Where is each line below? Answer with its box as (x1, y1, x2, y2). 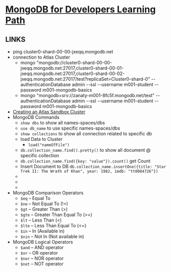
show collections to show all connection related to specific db (20, 131, 152, 137)
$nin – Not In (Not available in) (20, 233, 84, 240)
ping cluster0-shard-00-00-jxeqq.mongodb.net (12, 49, 114, 55)
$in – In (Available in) (20, 228, 65, 234)
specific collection (20, 153, 59, 158)
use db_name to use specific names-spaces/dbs (20, 125, 120, 131)
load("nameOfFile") (28, 142, 70, 148)
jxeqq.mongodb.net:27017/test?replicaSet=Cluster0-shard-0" (20, 76, 151, 82)
